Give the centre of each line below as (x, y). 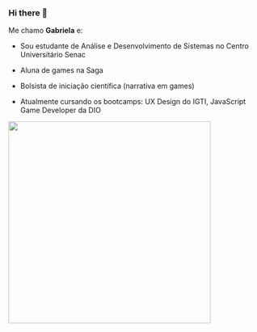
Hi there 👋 (28, 13)
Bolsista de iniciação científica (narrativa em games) (107, 86)
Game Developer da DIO (60, 110)
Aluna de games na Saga (61, 70)
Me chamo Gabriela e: (46, 31)
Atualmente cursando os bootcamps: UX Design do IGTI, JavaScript (133, 102)
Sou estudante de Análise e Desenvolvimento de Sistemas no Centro (134, 46)
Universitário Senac (53, 55)
